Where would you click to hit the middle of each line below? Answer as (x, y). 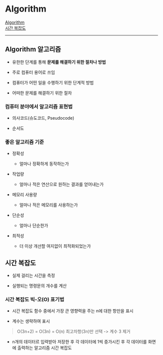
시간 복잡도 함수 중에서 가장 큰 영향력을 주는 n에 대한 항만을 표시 (73, 311)
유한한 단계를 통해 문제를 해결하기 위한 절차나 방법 (59, 62)
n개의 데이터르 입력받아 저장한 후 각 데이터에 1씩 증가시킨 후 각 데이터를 (79, 342)
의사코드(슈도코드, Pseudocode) (43, 118)
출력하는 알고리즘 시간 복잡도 (44, 348)
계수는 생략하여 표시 (31, 321)
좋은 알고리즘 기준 (25, 142)
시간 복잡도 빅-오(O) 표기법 (35, 300)
